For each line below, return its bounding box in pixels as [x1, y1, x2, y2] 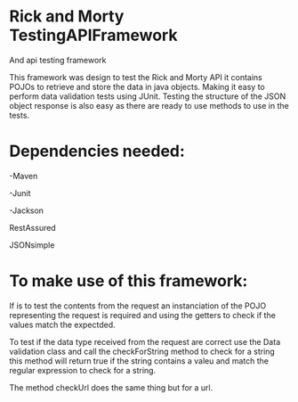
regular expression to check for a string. [9, 365, 157, 375]
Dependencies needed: [9, 141, 185, 161]
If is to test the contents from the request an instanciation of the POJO [9, 300, 267, 311]
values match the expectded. [9, 319, 116, 330]
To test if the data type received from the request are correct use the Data [9, 336, 281, 347]
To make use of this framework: [9, 271, 248, 291]
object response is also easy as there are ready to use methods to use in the [9, 100, 289, 111]
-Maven [9, 170, 38, 181]
